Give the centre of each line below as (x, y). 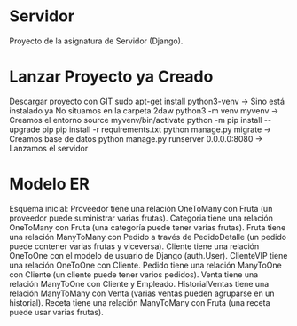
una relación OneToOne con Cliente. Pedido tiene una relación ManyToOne (145, 265)
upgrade (25, 129)
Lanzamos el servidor (49, 148)
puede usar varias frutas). (56, 312)
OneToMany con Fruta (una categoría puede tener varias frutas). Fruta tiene (148, 227)
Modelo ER (50, 184)
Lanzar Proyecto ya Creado (111, 77)
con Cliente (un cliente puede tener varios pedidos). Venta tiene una (134, 274)
